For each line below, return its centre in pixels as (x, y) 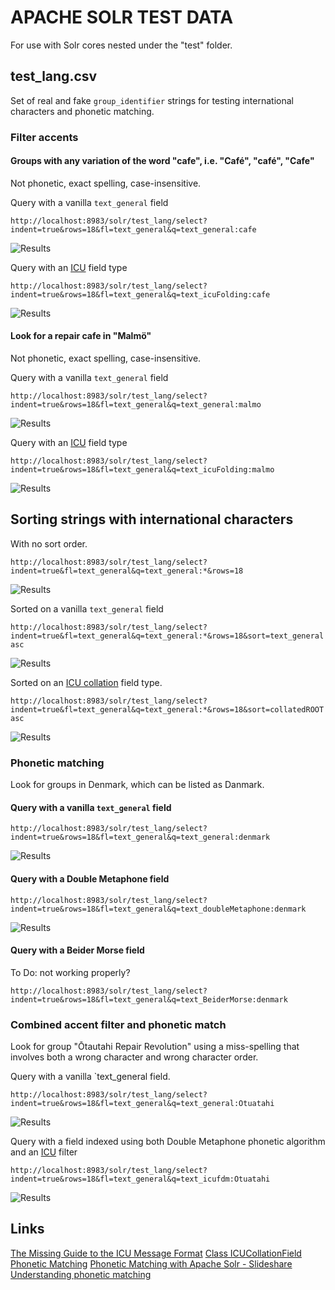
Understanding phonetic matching (81, 1274)
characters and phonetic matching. (82, 111)
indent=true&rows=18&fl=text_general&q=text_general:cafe (133, 229)
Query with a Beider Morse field (77, 950)
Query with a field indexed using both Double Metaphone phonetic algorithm (168, 1142)
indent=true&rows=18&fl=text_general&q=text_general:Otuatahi (142, 1104)
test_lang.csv (54, 76)
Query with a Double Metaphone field (90, 878)
